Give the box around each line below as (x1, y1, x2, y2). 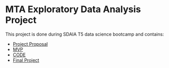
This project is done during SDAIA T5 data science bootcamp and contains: (5, 31, 164, 37)
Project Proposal (12, 41, 48, 47)
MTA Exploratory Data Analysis (5, 4, 141, 15)
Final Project (12, 57, 39, 63)
